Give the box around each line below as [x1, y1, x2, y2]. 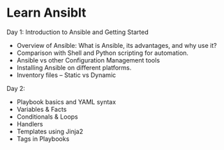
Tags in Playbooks [16, 134, 70, 143]
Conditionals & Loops [16, 112, 78, 121]
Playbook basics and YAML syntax [16, 97, 117, 106]
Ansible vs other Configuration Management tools [16, 56, 160, 64]
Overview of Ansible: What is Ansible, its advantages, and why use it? [16, 41, 217, 49]
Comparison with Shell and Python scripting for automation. [16, 49, 189, 57]
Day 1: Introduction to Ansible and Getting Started [6, 28, 149, 36]
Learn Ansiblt [6, 5, 87, 21]
